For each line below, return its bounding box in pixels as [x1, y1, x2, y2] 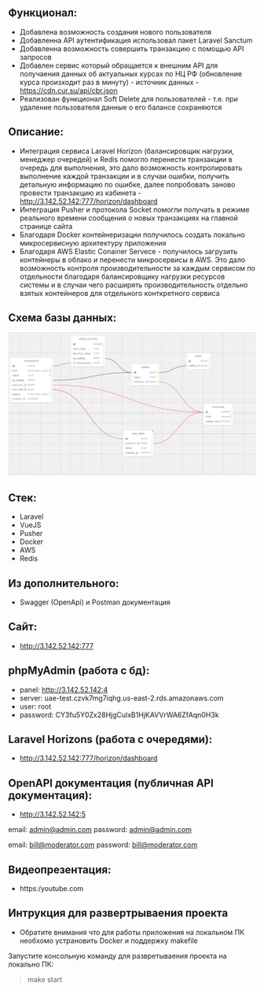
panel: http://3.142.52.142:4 [19, 685, 108, 694]
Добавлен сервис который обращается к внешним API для [19, 61, 218, 70]
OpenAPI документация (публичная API [8, 776, 214, 789]
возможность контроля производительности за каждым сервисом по [19, 263, 255, 272]
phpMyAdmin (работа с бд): [8, 664, 150, 678]
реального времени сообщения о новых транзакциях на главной [19, 213, 238, 223]
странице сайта [19, 221, 73, 231]
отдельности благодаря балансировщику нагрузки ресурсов [19, 272, 225, 281]
